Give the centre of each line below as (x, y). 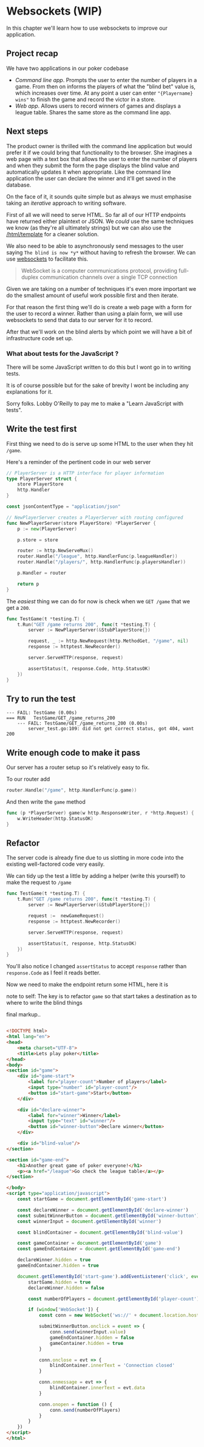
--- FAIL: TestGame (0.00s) (42, 713)
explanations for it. (29, 392)
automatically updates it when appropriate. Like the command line (89, 172)
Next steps (27, 132)
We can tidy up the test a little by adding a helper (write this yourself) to (96, 876)
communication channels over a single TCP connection (109, 277)
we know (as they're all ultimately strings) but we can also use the (89, 227)
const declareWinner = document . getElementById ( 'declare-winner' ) (103, 1210)
